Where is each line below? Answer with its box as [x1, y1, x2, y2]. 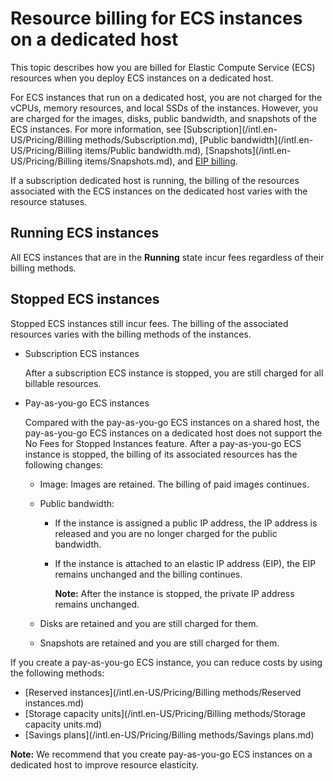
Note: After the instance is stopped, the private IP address [54, 587, 295, 599]
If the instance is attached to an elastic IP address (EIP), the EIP [54, 557, 317, 569]
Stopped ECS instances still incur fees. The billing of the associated [10, 317, 289, 329]
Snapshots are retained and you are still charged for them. [39, 637, 280, 649]
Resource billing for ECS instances [10, 7, 303, 30]
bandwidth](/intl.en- [230, 133, 314, 146]
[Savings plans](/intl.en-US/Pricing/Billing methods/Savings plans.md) [24, 728, 315, 741]
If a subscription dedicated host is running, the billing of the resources [10, 174, 300, 186]
